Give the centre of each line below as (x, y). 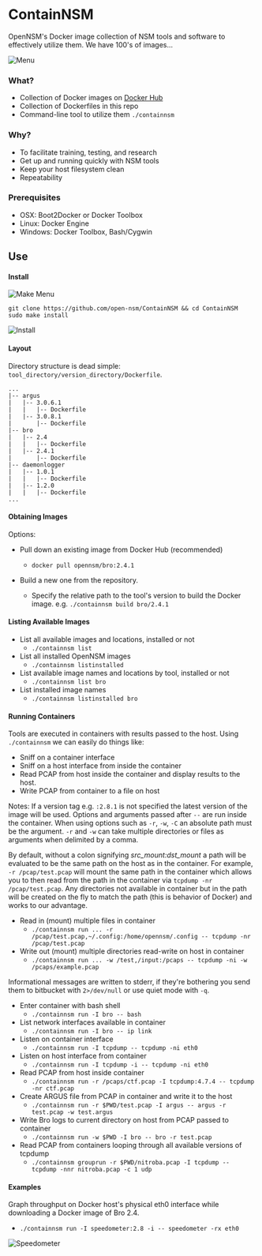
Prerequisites (34, 197)
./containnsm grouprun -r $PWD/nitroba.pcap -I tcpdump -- (131, 1163)
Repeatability (41, 177)
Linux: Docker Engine (54, 223)
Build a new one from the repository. (79, 580)
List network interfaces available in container (92, 1022)
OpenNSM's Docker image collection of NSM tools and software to (117, 36)
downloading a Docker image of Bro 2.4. (74, 1213)
